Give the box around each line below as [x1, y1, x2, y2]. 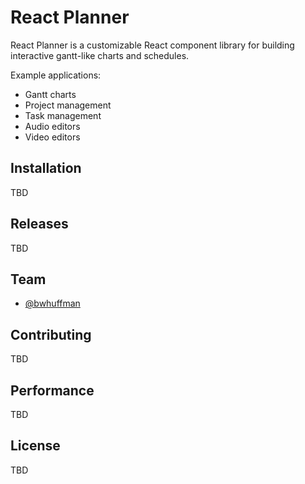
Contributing [10, 326, 92, 343]
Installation [10, 160, 82, 177]
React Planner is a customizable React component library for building [10, 39, 295, 51]
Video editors [24, 131, 81, 143]
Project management [24, 99, 112, 111]
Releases [10, 216, 69, 233]
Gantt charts [24, 88, 77, 100]
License [10, 437, 61, 455]
